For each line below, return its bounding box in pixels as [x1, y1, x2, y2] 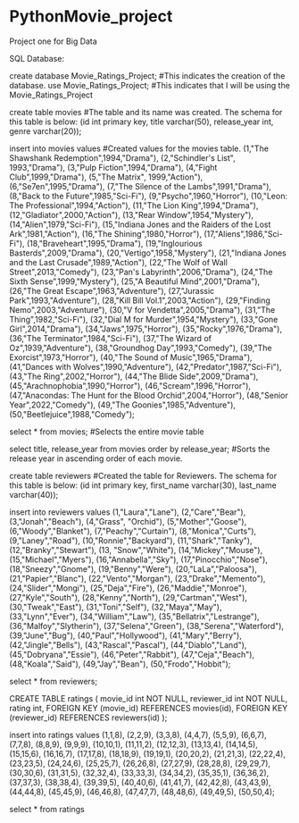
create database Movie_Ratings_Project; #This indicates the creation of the [9, 70, 286, 81]
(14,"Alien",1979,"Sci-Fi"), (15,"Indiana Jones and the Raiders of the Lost [9, 219, 271, 230]
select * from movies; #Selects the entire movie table [9, 426, 204, 437]
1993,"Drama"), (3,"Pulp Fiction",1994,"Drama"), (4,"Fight [9, 162, 218, 172]
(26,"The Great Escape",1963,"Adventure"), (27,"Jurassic [9, 285, 215, 296]
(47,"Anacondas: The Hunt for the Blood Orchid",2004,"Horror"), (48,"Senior [9, 390, 288, 400]
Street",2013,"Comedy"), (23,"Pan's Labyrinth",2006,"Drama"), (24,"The [9, 266, 273, 277]
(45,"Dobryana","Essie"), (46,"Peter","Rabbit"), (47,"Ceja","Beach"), [9, 649, 255, 659]
